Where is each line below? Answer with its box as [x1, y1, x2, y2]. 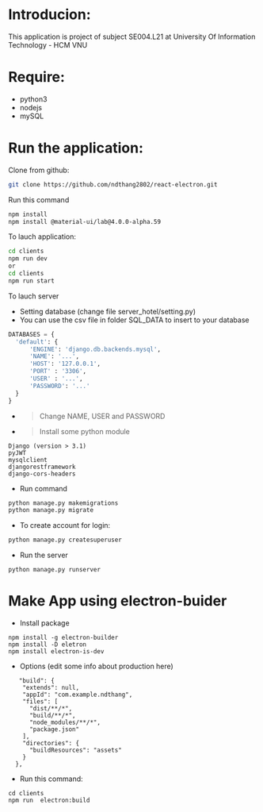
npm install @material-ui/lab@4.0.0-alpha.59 [8, 217, 161, 225]
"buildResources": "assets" [29, 746, 123, 755]
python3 [19, 94, 48, 104]
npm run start [8, 276, 55, 285]
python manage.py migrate [8, 506, 93, 514]
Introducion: [8, 6, 91, 24]
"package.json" [29, 725, 80, 733]
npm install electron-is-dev [8, 648, 105, 656]
